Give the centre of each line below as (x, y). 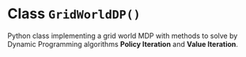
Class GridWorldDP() (74, 14)
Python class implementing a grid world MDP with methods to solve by (123, 36)
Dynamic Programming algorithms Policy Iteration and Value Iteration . (123, 44)
